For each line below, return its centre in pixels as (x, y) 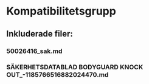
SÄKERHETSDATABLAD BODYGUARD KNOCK (75, 67)
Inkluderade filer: (40, 34)
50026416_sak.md (34, 51)
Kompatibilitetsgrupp (61, 11)
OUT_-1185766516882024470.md (57, 75)
